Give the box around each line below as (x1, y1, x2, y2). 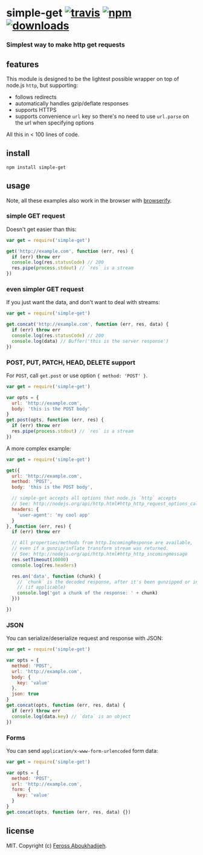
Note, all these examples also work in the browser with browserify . (6, 197, 172, 204)
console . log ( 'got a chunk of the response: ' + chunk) (17, 590, 158, 596)
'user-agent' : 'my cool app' (17, 512, 91, 518)
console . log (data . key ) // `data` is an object (11, 714, 131, 720)
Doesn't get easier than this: (6, 226, 77, 233)
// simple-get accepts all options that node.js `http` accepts (11, 495, 177, 501)
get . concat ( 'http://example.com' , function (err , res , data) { (6, 321, 169, 328)
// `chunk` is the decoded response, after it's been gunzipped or (17, 579, 190, 585)
